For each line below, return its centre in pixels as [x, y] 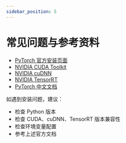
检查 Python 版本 [35, 111]
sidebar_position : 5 [32, 12]
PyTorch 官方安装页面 [41, 60]
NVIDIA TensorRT [36, 79]
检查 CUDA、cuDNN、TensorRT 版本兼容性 [67, 119]
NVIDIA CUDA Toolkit [41, 67]
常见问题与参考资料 [53, 43]
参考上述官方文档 [35, 134]
